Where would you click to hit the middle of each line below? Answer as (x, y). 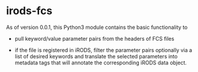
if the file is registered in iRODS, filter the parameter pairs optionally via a (103, 50)
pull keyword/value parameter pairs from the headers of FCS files (94, 38)
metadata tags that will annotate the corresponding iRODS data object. (101, 63)
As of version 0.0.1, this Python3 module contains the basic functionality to (97, 27)
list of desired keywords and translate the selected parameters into (96, 56)
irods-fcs (29, 11)
